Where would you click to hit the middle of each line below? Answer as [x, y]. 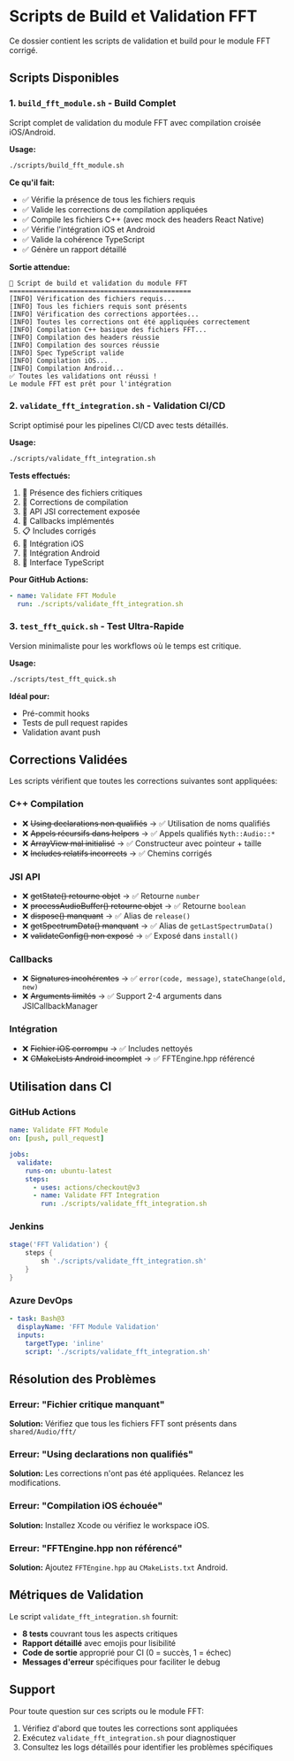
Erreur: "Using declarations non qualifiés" [102, 1455]
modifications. [35, 1483]
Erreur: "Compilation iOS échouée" [86, 1506]
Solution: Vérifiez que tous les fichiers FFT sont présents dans [123, 1424]
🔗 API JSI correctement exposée [81, 511]
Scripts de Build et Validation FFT [133, 16]
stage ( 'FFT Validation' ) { [59, 1245]
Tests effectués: [40, 475]
